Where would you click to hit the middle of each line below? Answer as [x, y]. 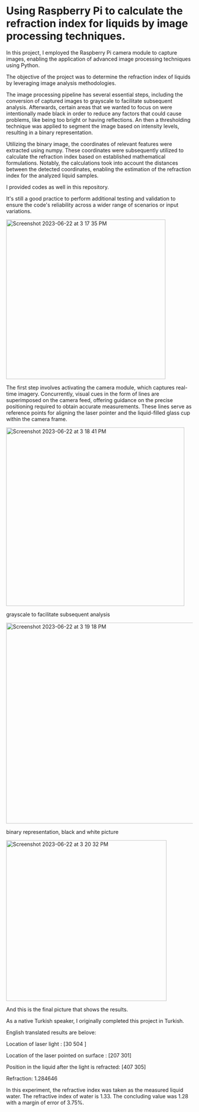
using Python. [23, 65]
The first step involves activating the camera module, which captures [90, 387]
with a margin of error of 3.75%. [45, 1102]
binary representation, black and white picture [62, 832]
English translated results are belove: [51, 1032]
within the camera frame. [37, 419]
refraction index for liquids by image [97, 23]
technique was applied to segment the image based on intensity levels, [93, 126]
